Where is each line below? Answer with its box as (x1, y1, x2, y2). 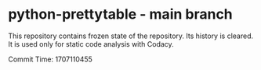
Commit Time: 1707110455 (8, 54, 92, 64)
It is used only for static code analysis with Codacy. (8, 39, 174, 48)
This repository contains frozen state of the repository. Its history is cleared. (8, 31, 253, 40)
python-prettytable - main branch (8, 5, 233, 23)
